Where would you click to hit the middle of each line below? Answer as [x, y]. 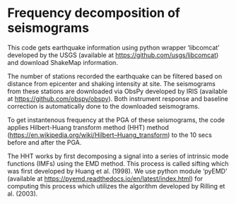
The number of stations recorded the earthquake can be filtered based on [115, 76]
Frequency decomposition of [94, 13]
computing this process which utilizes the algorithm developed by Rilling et [116, 186]
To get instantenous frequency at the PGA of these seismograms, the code [116, 120]
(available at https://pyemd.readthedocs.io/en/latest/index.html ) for [105, 179]
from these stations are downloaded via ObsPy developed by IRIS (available [118, 91]
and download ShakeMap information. [63, 62]
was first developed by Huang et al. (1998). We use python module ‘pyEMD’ [117, 171]
